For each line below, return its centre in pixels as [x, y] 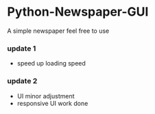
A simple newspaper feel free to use [58, 31]
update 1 [22, 48]
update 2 [22, 81]
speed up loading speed [51, 63]
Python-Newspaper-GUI [78, 12]
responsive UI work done [52, 103]
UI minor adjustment [46, 96]
